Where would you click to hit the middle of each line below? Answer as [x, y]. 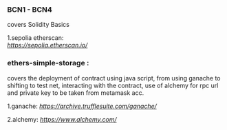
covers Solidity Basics [39, 25]
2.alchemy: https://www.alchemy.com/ [62, 119]
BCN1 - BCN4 [30, 10]
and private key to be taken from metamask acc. [76, 93]
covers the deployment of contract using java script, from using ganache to [114, 78]
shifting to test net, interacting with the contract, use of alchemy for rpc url [113, 85]
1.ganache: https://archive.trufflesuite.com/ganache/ [82, 106]
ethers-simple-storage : [48, 63]
